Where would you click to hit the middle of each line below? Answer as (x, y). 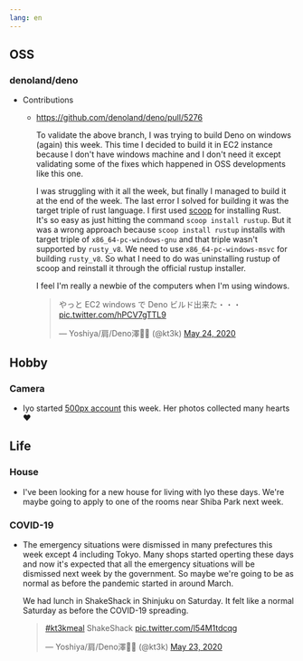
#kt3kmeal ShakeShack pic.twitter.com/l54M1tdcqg (141, 627)
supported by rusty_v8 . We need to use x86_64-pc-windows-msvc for (161, 249)
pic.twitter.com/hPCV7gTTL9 (113, 315)
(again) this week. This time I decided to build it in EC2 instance (154, 145)
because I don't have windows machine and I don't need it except (158, 154)
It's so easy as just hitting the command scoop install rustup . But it (164, 220)
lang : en (26, 18)
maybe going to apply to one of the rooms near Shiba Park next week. (153, 501)
